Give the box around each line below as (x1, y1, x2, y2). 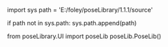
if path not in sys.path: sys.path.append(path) (7, 19, 137, 27)
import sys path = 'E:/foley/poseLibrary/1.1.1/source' (7, 6, 154, 14)
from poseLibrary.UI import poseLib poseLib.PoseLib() (7, 32, 162, 40)
